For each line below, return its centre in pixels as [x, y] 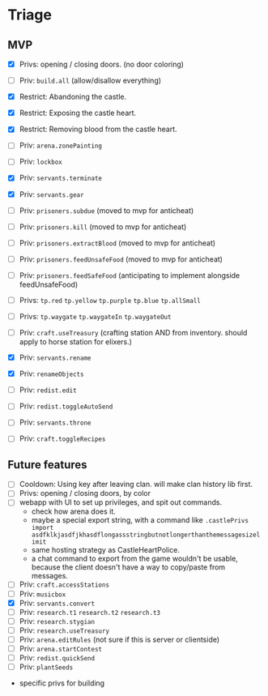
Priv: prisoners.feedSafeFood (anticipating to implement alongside [130, 275]
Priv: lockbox [40, 162]
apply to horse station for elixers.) [76, 342]
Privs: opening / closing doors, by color [85, 493]
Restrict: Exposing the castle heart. [78, 113]
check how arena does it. [74, 511]
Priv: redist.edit [48, 390]
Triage [30, 15]
